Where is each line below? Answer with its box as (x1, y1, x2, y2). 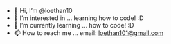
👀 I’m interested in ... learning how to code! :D (13, 14, 144, 22)
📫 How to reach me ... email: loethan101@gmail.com (13, 29, 164, 37)
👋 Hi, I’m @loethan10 (13, 7, 73, 14)
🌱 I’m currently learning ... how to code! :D (13, 21, 134, 29)
